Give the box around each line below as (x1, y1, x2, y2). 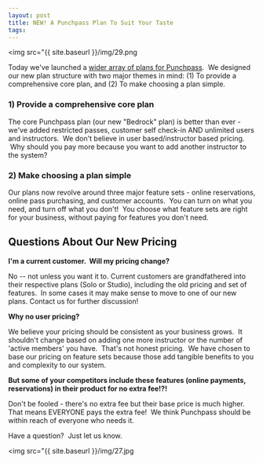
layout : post (8, 11, 51, 20)
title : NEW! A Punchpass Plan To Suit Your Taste (8, 19, 174, 27)
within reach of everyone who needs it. (8, 415, 135, 425)
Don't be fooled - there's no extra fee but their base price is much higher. (8, 399, 245, 408)
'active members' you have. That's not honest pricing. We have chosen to (8, 343, 250, 353)
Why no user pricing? (8, 312, 80, 321)
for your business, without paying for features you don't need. (8, 213, 210, 222)
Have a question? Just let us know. (8, 431, 123, 440)
